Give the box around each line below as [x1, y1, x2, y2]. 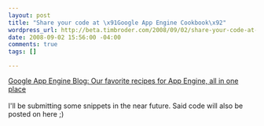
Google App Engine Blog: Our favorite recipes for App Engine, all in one [8, 76, 239, 85]
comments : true [8, 41, 58, 49]
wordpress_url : [8, 26, 58, 34]
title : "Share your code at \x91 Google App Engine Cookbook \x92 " [8, 19, 226, 27]
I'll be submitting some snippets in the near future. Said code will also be [8, 101, 244, 110]
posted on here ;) [8, 110, 64, 118]
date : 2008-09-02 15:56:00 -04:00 [8, 33, 122, 41]
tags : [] [8, 48, 37, 56]
